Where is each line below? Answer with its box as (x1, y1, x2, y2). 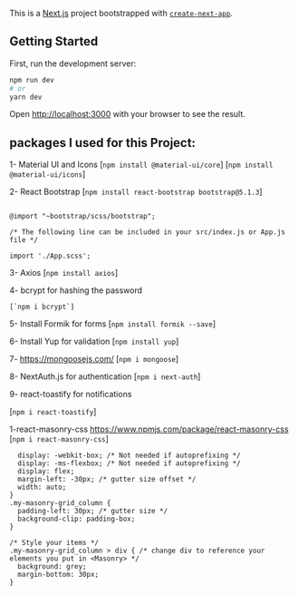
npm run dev (9, 75, 54, 84)
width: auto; (17, 483, 67, 493)
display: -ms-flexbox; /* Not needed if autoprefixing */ (17, 459, 242, 468)
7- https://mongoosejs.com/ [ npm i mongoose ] (9, 354, 179, 365)
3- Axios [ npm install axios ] (9, 268, 119, 278)
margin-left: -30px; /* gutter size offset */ (17, 475, 197, 484)
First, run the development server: (9, 58, 137, 69)
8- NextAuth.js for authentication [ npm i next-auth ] (9, 371, 201, 382)
